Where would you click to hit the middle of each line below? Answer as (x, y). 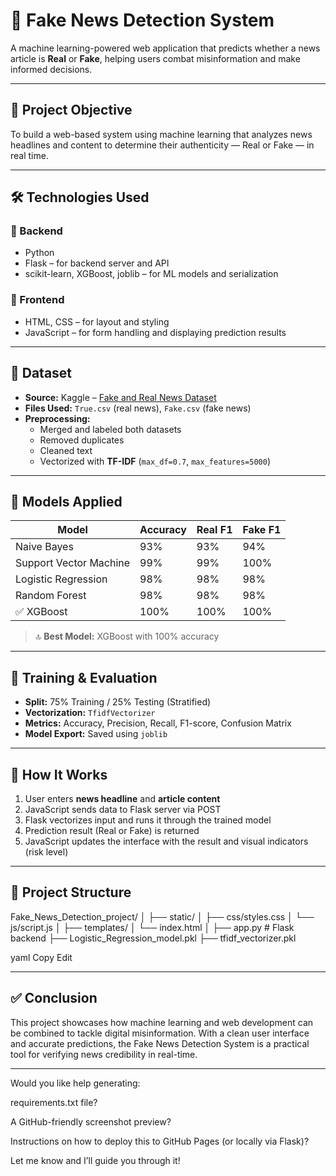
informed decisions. (51, 69)
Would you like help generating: (75, 1083)
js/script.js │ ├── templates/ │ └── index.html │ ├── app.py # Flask (152, 927)
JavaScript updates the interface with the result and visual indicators (166, 841)
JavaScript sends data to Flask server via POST (123, 809)
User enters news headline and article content (122, 798)
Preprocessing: (57, 418)
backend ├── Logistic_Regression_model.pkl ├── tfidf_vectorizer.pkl (153, 938)
